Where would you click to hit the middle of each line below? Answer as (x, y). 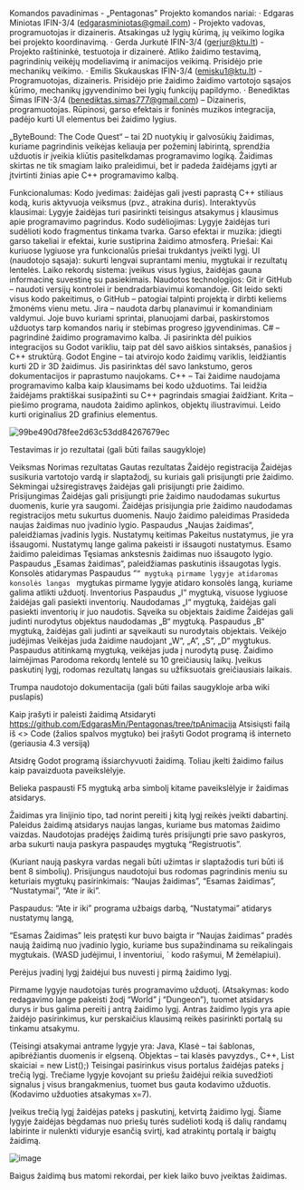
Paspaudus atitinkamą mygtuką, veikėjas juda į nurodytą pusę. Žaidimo (142, 650)
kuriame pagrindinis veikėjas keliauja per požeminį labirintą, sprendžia (140, 146)
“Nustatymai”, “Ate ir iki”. (55, 891)
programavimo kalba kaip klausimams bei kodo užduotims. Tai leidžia (138, 385)
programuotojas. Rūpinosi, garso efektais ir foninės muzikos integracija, (142, 109)
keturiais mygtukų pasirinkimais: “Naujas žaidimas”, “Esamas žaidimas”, (142, 881)
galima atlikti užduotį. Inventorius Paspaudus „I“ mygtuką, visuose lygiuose (148, 592)
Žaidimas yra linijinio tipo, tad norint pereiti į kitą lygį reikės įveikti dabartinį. (149, 815)
